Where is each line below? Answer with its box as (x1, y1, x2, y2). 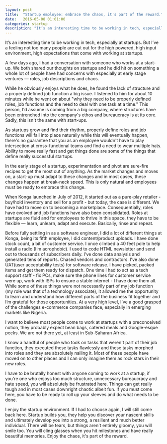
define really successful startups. (5, 153, 74, 160)
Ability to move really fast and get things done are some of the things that (5, 148, 156, 154)
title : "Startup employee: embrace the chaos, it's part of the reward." (5, 12, 164, 17)
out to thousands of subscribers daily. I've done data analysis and (5, 251, 140, 257)
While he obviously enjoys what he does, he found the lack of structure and (5, 85, 160, 91)
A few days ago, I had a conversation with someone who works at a (5, 60, 144, 66)
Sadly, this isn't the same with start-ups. (5, 117, 88, 123)
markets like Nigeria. (5, 310, 47, 316)
